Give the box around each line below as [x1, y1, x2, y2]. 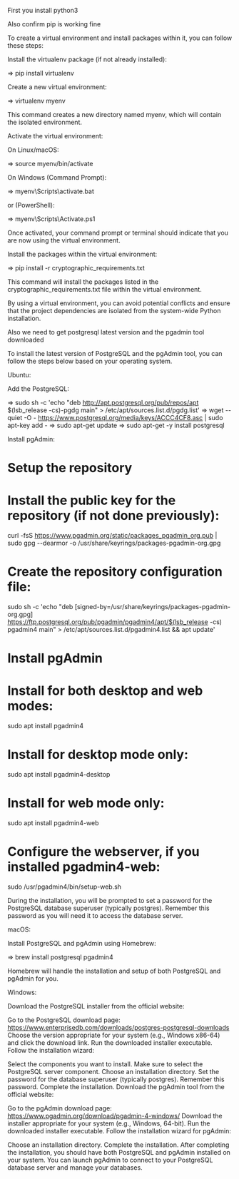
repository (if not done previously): [7, 508, 220, 524]
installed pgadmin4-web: [7, 859, 161, 875]
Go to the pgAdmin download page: [7, 1104, 112, 1112]
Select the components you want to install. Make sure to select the [7, 1060, 203, 1068]
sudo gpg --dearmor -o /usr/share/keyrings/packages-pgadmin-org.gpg [7, 539, 221, 548]
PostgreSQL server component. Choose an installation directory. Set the [7, 1068, 220, 1076]
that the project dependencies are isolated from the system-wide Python [7, 307, 221, 315]
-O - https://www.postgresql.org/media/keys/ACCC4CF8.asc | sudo [24, 414, 223, 422]
